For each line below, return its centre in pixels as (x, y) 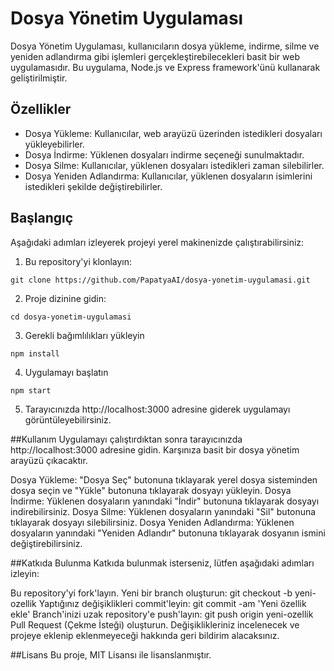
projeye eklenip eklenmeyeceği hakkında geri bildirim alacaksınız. (145, 635)
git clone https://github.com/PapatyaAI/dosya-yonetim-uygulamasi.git (160, 280)
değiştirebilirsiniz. (46, 543)
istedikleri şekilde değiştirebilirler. (93, 186)
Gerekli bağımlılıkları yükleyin (84, 335)
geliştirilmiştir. (39, 78)
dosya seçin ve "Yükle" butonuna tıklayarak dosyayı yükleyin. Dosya (151, 490)
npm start (31, 390)
